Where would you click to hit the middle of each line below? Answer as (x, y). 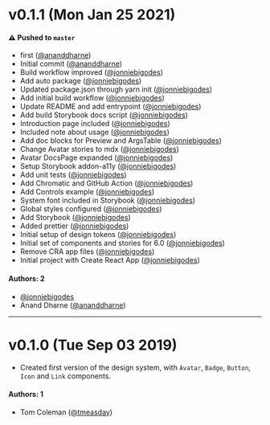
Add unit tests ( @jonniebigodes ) (73, 175)
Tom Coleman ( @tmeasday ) (66, 412)
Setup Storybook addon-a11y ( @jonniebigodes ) (98, 166)
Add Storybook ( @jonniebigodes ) (75, 218)
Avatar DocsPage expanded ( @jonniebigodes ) (96, 157)
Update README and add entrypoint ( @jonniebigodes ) (110, 107)
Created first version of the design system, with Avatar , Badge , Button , (135, 367)
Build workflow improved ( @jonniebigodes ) (91, 72)
